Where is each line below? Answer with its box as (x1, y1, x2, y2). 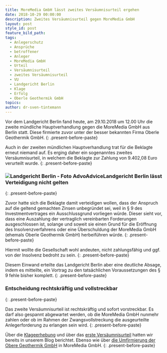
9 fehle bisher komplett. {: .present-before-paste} (5, 272, 107, 278)
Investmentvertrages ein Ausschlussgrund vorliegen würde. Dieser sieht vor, (5, 210, 163, 216)
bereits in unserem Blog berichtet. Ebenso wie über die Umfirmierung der (5, 337, 156, 343)
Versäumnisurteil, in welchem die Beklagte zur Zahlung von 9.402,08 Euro (5, 155, 158, 160)
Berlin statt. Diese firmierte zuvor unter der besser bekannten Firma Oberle (5, 129, 160, 135)
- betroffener (9, 49, 39, 54)
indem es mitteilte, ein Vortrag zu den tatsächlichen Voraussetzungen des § (5, 267, 161, 273)
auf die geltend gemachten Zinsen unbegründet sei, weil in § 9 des (5, 205, 143, 211)
